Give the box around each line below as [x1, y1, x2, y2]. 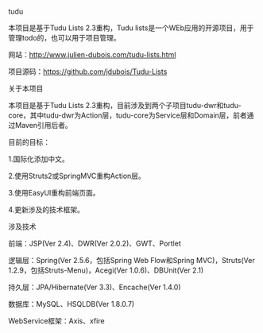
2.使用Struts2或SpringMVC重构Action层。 [8, 171, 145, 180]
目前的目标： [8, 137, 50, 146]
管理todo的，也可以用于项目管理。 [8, 33, 121, 42]
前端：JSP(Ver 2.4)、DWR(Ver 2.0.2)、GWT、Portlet [8, 238, 181, 248]
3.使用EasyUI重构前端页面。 [8, 188, 101, 197]
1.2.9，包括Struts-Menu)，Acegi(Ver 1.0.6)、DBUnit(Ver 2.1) [8, 265, 204, 275]
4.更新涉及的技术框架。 [8, 205, 85, 214]
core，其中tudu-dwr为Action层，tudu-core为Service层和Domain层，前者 [8, 110, 248, 120]
